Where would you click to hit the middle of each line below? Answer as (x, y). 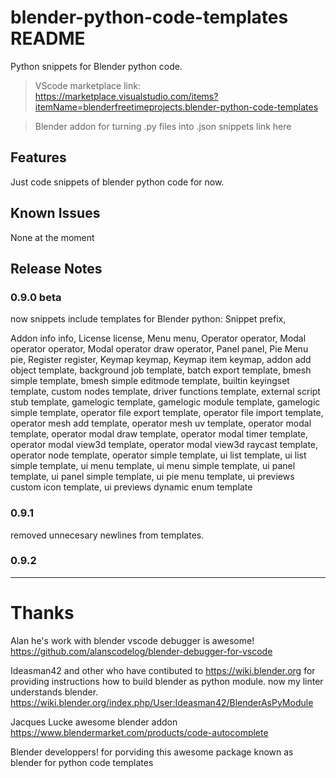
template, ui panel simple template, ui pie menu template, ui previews (152, 477)
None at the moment (52, 237)
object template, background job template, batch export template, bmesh (161, 370)
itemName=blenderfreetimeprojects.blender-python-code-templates (176, 107)
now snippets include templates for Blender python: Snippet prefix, (148, 319)
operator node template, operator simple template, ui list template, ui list (158, 455)
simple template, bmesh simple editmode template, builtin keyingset (150, 381)
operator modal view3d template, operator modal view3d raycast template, (164, 445)
